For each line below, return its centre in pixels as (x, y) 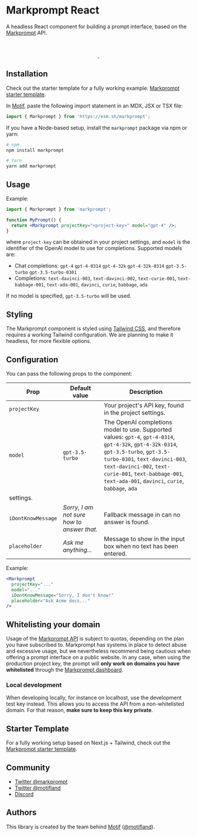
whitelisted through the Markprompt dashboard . (65, 670)
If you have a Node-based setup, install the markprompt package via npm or (97, 127)
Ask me (73, 542)
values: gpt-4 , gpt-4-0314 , (139, 437)
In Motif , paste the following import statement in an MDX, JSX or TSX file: (94, 106)
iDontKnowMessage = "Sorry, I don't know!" (63, 595)
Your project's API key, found (144, 406)
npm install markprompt (35, 150)
